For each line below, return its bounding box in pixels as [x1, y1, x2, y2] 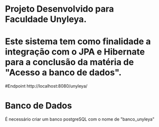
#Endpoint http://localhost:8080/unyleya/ [5, 83, 88, 89]
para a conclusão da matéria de [5, 57, 134, 68]
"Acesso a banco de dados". [5, 67, 122, 78]
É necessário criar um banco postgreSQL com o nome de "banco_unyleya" [5, 116, 155, 122]
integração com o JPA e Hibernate [5, 46, 145, 57]
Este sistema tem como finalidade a [5, 36, 151, 47]
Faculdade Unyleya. [5, 14, 87, 25]
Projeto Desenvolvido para [5, 3, 114, 15]
